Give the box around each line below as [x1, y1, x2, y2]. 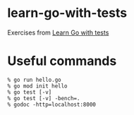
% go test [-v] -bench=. [7, 95, 80, 102]
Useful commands [7, 53, 117, 69]
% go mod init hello [7, 83, 68, 90]
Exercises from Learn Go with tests [7, 28, 109, 37]
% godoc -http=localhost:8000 [7, 101, 97, 108]
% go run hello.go [7, 76, 61, 83]
